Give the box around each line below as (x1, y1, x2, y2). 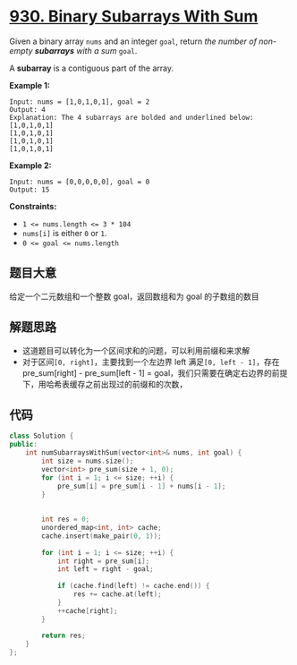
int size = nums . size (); (41, 456, 134, 465)
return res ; (41, 631, 87, 641)
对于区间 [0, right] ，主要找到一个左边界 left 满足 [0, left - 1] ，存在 (21, 356, 280, 367)
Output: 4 (9, 105, 47, 114)
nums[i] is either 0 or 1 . (21, 227, 107, 238)
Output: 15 (9, 185, 50, 194)
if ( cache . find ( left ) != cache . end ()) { (56, 582, 210, 591)
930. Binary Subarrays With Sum (9, 6, 259, 27)
